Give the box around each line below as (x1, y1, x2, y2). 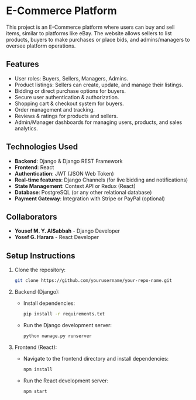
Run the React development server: (23, 377, 109, 384)
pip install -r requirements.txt (23, 311, 105, 317)
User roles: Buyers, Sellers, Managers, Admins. (14, 75, 129, 82)
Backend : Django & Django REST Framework (14, 157, 123, 164)
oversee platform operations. (6, 42, 76, 49)
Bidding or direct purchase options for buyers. (14, 87, 126, 95)
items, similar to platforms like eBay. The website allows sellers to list (6, 29, 172, 36)
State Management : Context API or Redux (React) (14, 182, 136, 189)
